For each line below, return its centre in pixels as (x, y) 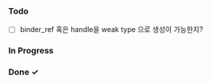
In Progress (31, 51)
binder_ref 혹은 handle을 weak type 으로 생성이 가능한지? (111, 30)
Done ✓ (24, 72)
